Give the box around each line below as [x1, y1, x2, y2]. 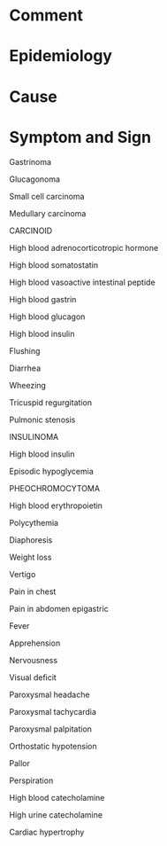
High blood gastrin [9, 294, 77, 304]
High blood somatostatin [9, 259, 99, 270]
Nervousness [9, 654, 58, 665]
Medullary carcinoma [9, 208, 87, 218]
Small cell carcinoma [9, 191, 85, 201]
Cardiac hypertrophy [9, 826, 85, 837]
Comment [9, 5, 84, 26]
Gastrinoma [9, 156, 51, 167]
